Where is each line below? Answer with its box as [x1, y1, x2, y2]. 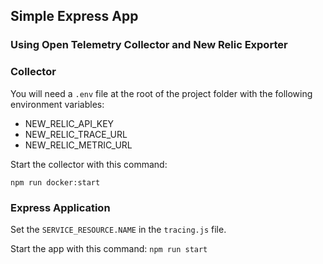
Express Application [10, 200, 111, 214]
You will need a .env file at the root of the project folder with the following [10, 87, 313, 99]
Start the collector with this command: [10, 158, 168, 170]
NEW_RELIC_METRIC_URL [24, 139, 133, 151]
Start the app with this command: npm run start [10, 242, 208, 254]
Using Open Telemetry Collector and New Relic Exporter [10, 38, 288, 52]
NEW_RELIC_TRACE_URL [24, 128, 128, 140]
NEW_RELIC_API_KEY [24, 117, 115, 129]
